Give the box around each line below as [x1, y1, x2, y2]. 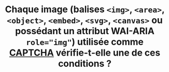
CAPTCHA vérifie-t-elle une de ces [9, 47, 161, 59]
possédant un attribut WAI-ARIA [15, 26, 155, 37]
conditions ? [58, 58, 112, 69]
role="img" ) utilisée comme [26, 36, 144, 48]
